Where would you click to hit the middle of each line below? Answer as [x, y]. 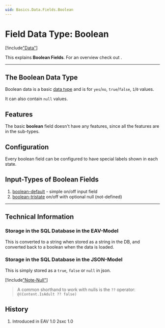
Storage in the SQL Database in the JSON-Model [64, 259]
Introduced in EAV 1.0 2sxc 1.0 [43, 321]
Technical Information [40, 217]
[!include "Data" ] [21, 48]
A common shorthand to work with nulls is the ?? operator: [76, 290]
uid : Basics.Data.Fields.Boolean [39, 10]
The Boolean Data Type [41, 77]
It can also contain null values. [36, 99]
